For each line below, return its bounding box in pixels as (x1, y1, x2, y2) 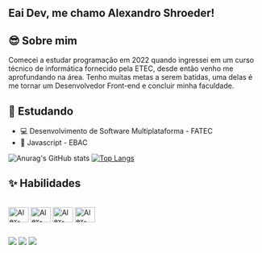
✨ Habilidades (8, 176, 81, 190)
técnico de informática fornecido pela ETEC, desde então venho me (8, 64, 234, 73)
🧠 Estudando (8, 104, 74, 118)
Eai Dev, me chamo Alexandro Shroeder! (8, 6, 215, 20)
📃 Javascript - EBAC (19, 138, 88, 147)
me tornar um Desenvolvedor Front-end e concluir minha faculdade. (8, 81, 235, 91)
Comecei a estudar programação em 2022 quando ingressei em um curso (8, 56, 255, 65)
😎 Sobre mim (8, 34, 78, 48)
